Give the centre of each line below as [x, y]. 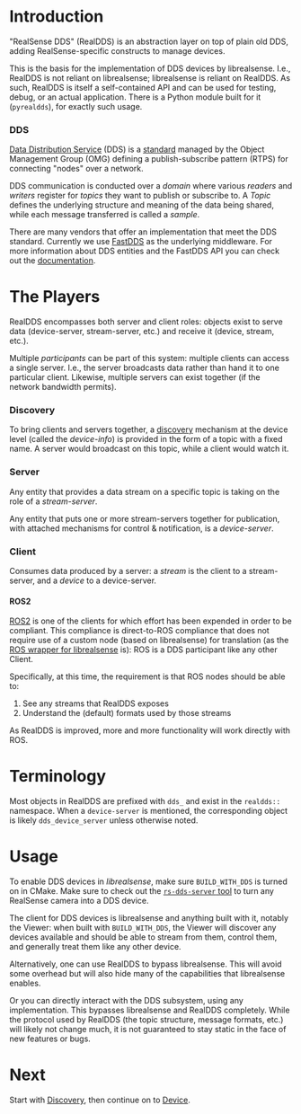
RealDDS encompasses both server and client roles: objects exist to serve [146, 322]
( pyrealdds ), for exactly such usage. [76, 106]
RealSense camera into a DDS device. [80, 901]
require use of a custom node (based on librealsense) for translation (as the [149, 641]
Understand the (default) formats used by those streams [127, 713]
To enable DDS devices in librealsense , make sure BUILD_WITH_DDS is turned [148, 881]
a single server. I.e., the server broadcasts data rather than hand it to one [145, 368]
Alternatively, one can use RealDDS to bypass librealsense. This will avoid [146, 964]
